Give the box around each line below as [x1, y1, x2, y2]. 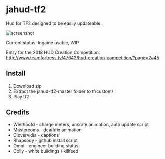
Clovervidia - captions [13, 132, 59, 138]
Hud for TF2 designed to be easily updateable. [6, 20, 102, 26]
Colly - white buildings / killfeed [13, 148, 79, 154]
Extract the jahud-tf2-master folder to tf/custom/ [13, 88, 114, 94]
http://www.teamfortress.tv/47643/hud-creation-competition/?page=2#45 [6, 54, 160, 61]
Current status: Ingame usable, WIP [6, 39, 79, 46]
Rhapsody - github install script [13, 137, 78, 143]
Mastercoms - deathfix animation [13, 127, 82, 133]
